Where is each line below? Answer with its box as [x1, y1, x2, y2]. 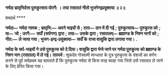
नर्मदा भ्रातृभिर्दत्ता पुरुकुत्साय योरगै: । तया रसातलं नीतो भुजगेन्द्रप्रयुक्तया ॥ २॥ [5, 5, 125, 11]
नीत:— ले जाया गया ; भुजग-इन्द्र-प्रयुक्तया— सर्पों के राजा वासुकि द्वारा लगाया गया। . [5, 36, 138, 42]
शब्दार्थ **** [5, 15, 26, 21]
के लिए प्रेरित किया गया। [5, 63, 44, 69]
